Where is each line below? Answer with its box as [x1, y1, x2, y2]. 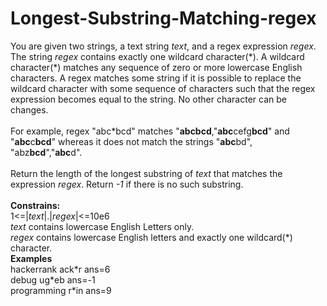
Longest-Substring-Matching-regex [10, 7, 317, 30]
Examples [10, 252, 53, 264]
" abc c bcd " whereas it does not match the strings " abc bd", [10, 135, 253, 147]
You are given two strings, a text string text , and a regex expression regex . [10, 40, 317, 52]
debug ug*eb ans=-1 [10, 273, 96, 286]
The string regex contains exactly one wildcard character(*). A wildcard [10, 50, 305, 62]
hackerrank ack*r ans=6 [10, 263, 111, 275]
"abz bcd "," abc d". [10, 146, 83, 158]
